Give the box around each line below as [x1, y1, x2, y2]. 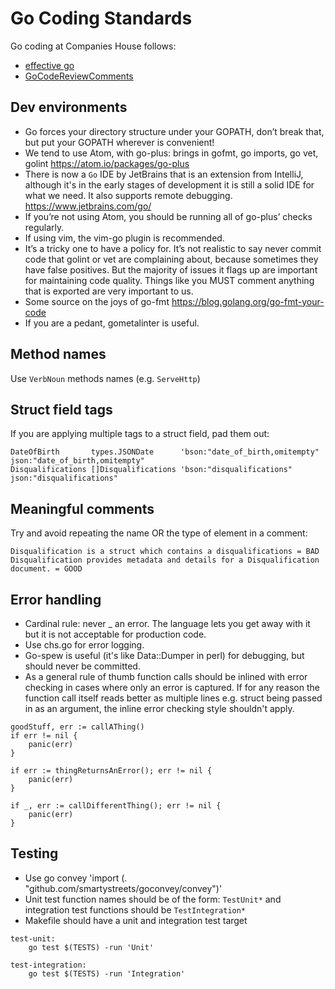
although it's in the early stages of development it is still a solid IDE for [24, 178, 315, 191]
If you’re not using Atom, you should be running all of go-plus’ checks [24, 210, 313, 222]
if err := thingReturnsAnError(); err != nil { [10, 766, 213, 776]
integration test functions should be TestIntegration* [24, 903, 247, 916]
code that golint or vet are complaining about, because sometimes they [24, 253, 319, 265]
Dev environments [10, 99, 128, 116]
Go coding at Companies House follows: [10, 40, 177, 52]
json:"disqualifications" [10, 473, 118, 484]
